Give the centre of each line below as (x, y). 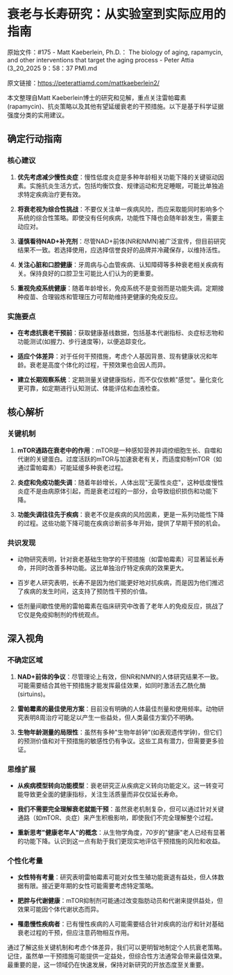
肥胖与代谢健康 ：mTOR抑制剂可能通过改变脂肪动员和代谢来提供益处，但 (120, 901)
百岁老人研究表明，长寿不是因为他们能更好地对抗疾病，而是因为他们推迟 (120, 582)
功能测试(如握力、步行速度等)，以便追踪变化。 (84, 341)
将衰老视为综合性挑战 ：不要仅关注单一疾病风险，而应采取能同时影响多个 (120, 209)
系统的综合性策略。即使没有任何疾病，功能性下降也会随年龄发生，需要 (118, 218)
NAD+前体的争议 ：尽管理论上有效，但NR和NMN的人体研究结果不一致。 (120, 677)
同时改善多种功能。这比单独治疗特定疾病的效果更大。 (112, 568)
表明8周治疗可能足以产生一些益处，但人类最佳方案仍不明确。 (110, 717)
